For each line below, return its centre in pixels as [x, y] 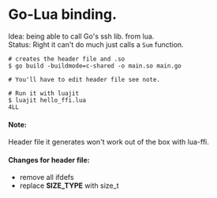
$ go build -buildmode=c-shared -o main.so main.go [95, 66]
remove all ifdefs [47, 178]
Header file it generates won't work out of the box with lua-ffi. [108, 142]
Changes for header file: [49, 159]
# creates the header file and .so [67, 59]
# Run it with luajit [44, 93]
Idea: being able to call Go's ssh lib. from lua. [81, 36]
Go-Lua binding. [62, 15]
